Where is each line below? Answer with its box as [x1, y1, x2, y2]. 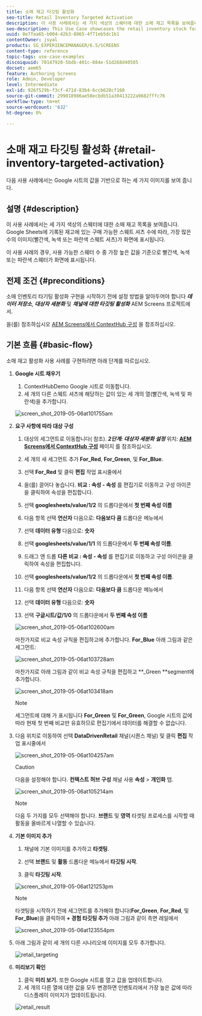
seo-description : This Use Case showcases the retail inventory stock [6, 25, 187, 32]
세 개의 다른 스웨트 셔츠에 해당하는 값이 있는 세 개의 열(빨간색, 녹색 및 [23, 390, 186, 397]
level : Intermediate [6, 82, 58, 88]
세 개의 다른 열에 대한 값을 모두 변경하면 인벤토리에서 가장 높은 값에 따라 [23, 983, 192, 991]
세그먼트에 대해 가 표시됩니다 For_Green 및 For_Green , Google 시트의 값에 [14, 712, 192, 719]
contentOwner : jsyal [6, 37, 58, 43]
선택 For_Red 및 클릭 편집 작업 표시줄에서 [23, 468, 122, 475]
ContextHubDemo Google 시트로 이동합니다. [23, 382, 131, 390]
